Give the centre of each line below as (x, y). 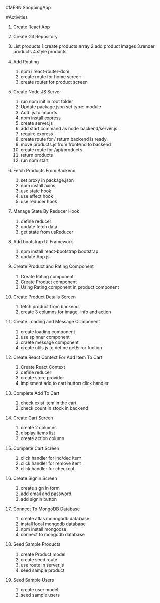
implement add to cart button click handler (64, 383)
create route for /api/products (51, 150)
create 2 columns (38, 428)
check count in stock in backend (54, 408)
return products (37, 155)
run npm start (35, 160)
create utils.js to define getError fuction (61, 347)
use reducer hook (39, 202)
